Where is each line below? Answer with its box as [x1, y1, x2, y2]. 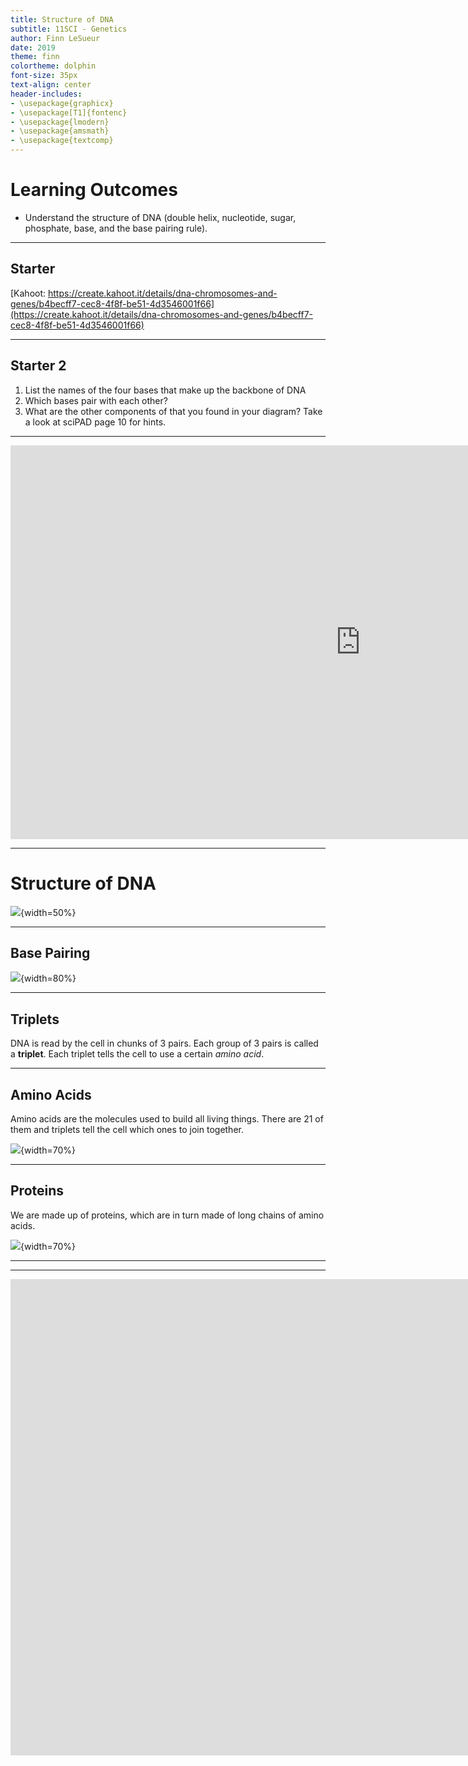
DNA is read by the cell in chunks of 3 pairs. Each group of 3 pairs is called [10, 1037, 319, 1050]
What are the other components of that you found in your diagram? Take [24, 405, 323, 417]
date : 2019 [10, 42, 56, 53]
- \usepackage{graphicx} [10, 98, 114, 108]
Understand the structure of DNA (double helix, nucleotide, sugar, [24, 211, 297, 223]
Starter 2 [10, 357, 67, 375]
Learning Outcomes [10, 179, 178, 201]
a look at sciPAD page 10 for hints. [24, 416, 167, 428]
